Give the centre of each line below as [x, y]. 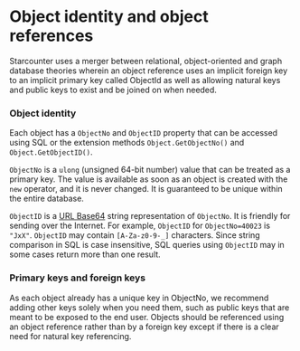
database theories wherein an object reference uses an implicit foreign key [149, 71]
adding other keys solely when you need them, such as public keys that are [150, 307]
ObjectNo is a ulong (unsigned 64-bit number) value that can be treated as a [150, 170]
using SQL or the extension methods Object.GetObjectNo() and [127, 143]
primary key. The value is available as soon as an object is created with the [149, 179]
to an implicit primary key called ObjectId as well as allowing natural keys [145, 80]
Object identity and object [109, 17]
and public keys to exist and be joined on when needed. [113, 90]
